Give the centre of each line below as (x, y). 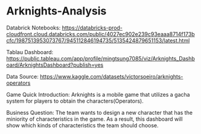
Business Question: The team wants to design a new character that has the (100, 112)
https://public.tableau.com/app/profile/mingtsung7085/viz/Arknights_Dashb (101, 58)
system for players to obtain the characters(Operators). (75, 101)
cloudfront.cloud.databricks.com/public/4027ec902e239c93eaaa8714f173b (101, 34)
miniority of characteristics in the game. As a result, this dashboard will (94, 119)
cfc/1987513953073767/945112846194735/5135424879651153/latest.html (98, 40)
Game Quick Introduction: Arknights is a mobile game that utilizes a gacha (98, 94)
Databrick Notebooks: (33, 28)
